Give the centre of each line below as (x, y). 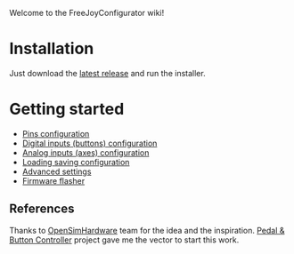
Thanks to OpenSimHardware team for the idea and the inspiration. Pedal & (147, 230)
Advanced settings (57, 171)
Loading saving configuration (76, 162)
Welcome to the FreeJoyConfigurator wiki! (87, 13)
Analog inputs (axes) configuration (86, 152)
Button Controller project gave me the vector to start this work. (124, 240)
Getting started (67, 109)
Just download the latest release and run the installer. (108, 73)
